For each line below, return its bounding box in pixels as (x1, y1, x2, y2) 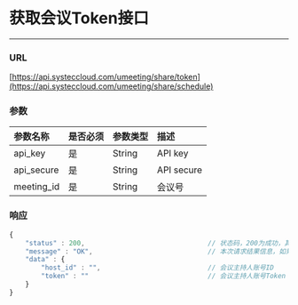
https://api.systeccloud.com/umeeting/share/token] (12, 72, 201, 83)
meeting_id (13, 180, 60, 192)
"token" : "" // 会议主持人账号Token (41, 272, 286, 281)
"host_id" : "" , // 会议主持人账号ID (41, 263, 275, 272)
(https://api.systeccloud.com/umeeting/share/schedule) (9, 81, 214, 92)
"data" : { (25, 255, 66, 264)
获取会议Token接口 (9, 8, 149, 28)
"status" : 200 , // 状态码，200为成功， (25, 238, 286, 247)
